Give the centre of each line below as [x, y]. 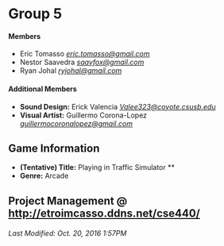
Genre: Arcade [44, 176]
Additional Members [42, 89]
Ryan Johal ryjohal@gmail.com [71, 71]
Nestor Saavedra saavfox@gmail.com [82, 62]
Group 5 [35, 14]
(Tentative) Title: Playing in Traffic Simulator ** [97, 167]
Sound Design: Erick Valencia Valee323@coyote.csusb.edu [118, 106]
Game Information [54, 148]
